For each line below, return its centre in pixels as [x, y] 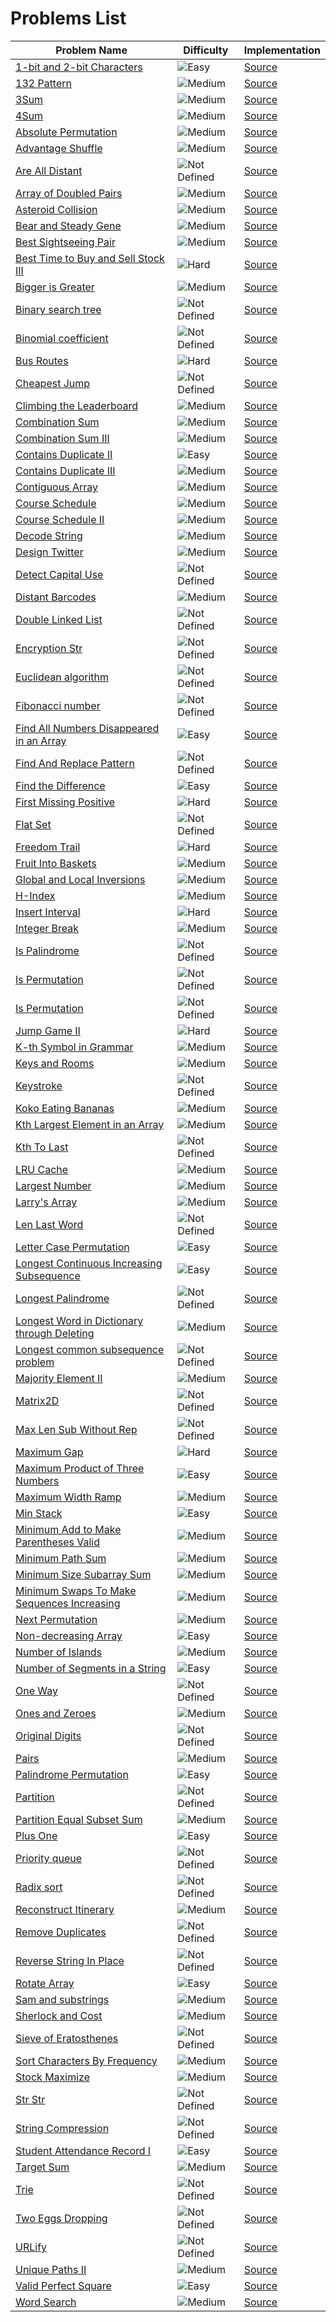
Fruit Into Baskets [56, 863]
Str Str [30, 2099]
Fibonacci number [58, 705]
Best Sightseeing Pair [65, 242]
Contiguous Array [56, 487]
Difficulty [206, 50]
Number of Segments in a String [91, 1668]
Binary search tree [58, 309]
